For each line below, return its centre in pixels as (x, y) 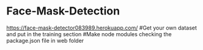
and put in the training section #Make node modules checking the (89, 34)
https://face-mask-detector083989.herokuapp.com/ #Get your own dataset (102, 28)
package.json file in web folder (45, 40)
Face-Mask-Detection (63, 11)
